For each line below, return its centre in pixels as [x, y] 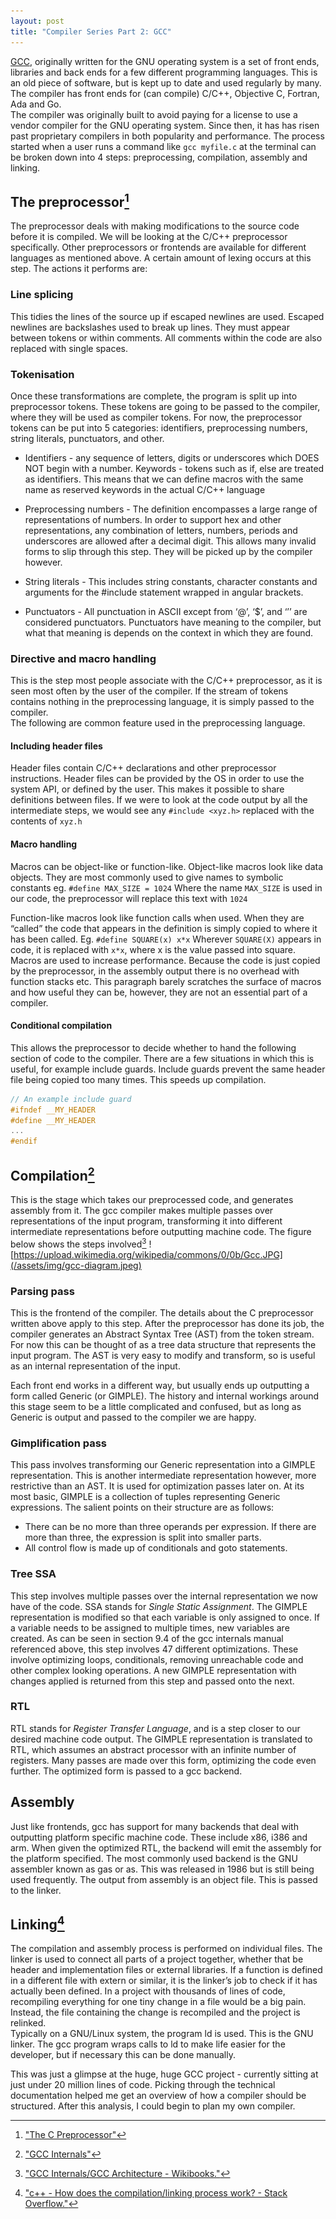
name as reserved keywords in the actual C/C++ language [145, 489]
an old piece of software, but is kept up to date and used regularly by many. [166, 82]
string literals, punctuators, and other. [87, 438]
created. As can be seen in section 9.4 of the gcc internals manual [147, 1638]
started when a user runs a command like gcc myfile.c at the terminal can [163, 146]
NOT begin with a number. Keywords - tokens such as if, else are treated [174, 468]
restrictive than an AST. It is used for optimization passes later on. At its [157, 1486]
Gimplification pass [58, 1443]
